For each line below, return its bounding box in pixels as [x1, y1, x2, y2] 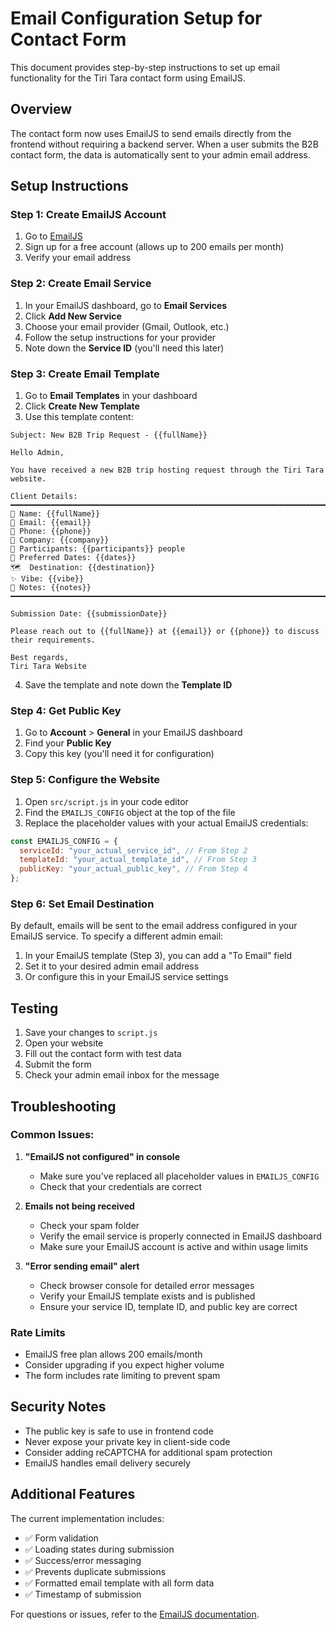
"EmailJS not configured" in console [24, 1150, 180, 1162]
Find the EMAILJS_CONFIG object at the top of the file [24, 806, 236, 818]
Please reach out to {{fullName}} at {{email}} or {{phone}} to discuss [10, 627, 320, 637]
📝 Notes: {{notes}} [10, 583, 92, 593]
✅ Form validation [24, 1532, 99, 1544]
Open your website [24, 1037, 104, 1049]
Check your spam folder [39, 1219, 140, 1231]
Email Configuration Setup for [10, 7, 263, 30]
